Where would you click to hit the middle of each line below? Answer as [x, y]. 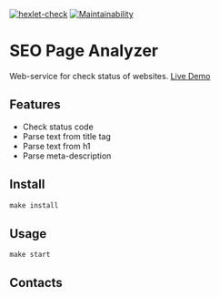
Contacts [36, 282]
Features [35, 105]
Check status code [58, 127]
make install [34, 205]
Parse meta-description [67, 156]
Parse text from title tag [67, 136]
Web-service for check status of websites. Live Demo [110, 76]
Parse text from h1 [56, 146]
